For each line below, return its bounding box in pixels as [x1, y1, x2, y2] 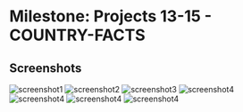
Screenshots [9, 60, 82, 76]
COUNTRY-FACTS [9, 25, 146, 45]
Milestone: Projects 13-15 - [9, 6, 213, 27]
